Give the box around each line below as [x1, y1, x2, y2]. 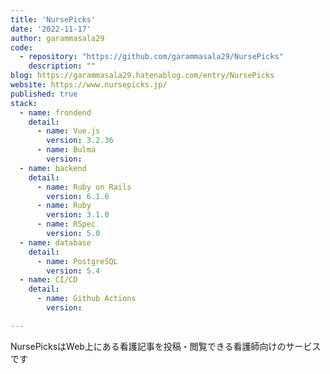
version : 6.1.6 [46, 191, 110, 201]
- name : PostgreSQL [36, 256, 118, 266]
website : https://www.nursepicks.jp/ [10, 80, 168, 90]
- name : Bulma [36, 145, 97, 155]
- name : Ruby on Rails [36, 182, 132, 192]
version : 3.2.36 [46, 136, 114, 146]
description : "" [28, 61, 97, 71]
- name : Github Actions [36, 294, 137, 304]
